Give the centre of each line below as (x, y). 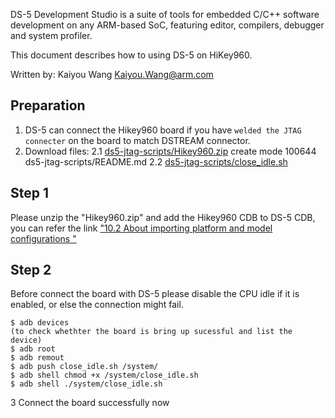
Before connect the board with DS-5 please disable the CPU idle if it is (155, 294)
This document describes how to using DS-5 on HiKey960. (131, 55)
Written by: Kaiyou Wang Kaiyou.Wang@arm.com (112, 74)
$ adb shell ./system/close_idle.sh (86, 384)
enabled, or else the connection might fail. (97, 305)
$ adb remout (37, 358)
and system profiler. (51, 35)
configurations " (43, 238)
